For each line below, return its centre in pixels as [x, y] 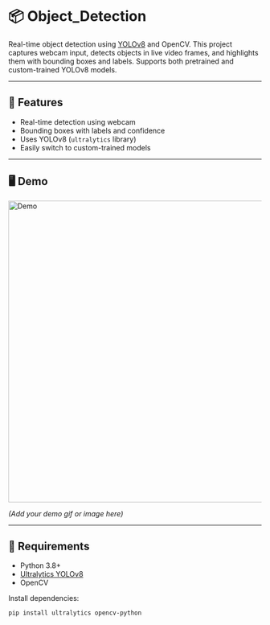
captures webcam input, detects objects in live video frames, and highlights [133, 52]
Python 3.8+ [41, 565]
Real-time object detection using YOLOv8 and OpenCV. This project [121, 44]
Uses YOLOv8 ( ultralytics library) [78, 139]
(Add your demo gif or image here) [66, 513]
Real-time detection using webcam [78, 121]
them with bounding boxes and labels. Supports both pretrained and [121, 61]
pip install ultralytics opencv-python [75, 613]
